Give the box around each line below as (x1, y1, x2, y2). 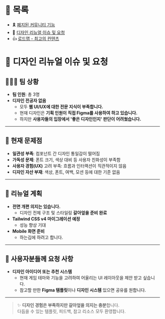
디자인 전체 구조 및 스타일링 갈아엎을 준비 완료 (19, 210, 107, 215)
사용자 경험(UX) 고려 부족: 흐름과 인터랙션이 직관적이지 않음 (12, 163, 127, 169)
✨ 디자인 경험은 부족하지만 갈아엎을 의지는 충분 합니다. (17, 302, 120, 308)
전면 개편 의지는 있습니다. (12, 203, 61, 210)
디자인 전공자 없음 (12, 97, 47, 104)
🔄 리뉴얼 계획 (5, 189, 43, 198)
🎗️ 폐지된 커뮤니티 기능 (12, 22, 55, 28)
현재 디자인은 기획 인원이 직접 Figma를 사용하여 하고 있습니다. (19, 109, 137, 116)
